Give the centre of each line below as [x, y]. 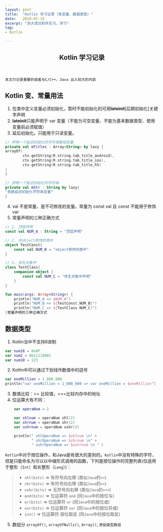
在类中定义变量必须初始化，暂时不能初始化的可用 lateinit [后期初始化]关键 [85, 109]
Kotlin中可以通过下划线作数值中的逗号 [50, 370]
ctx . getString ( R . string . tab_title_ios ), [64, 160]
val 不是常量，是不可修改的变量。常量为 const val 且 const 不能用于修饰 [84, 206]
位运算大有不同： [29, 400]
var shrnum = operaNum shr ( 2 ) [45, 422]
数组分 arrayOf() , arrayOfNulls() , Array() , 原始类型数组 [66, 525]
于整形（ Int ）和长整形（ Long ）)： [38, 467]
